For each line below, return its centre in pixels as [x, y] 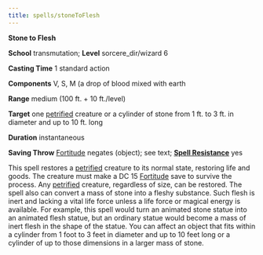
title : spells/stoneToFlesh [54, 15]
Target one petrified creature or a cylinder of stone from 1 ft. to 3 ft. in [121, 114]
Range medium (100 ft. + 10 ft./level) [67, 98]
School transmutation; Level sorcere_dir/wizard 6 [88, 53]
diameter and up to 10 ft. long [56, 122]
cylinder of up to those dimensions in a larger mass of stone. [106, 242]
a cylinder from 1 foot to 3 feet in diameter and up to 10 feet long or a [119, 234]
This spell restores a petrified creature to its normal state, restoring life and [129, 168]
